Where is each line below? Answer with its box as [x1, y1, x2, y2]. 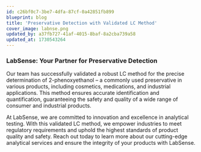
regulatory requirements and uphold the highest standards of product [6, 127, 179, 134]
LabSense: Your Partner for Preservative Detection [6, 56, 158, 65]
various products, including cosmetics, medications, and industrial [6, 83, 171, 90]
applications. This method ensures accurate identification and [6, 90, 159, 97]
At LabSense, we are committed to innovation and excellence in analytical [6, 114, 189, 121]
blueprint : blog [6, 14, 47, 20]
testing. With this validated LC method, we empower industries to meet [6, 120, 182, 127]
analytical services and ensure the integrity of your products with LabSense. [6, 139, 196, 147]
